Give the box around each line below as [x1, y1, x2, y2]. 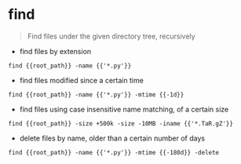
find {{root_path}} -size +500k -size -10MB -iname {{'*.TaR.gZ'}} [8, 119, 234, 127]
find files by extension [19, 46, 92, 56]
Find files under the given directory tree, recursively [27, 31, 195, 41]
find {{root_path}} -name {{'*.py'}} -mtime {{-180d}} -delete [8, 148, 220, 156]
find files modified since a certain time [19, 75, 144, 85]
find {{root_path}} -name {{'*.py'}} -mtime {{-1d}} [8, 90, 184, 99]
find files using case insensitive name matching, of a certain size [19, 104, 229, 114]
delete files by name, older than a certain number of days [19, 133, 206, 143]
